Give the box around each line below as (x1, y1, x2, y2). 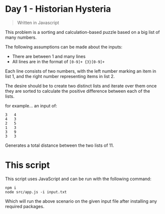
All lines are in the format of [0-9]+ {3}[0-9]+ (12, 58, 105, 64)
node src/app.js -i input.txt (5, 189, 67, 194)
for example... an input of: (5, 103, 57, 108)
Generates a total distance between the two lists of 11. (5, 142, 114, 148)
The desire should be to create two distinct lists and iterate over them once (5, 82, 157, 89)
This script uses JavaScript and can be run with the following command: (5, 176, 151, 182)
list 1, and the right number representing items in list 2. (5, 73, 115, 79)
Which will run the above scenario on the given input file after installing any (5, 198, 157, 204)
